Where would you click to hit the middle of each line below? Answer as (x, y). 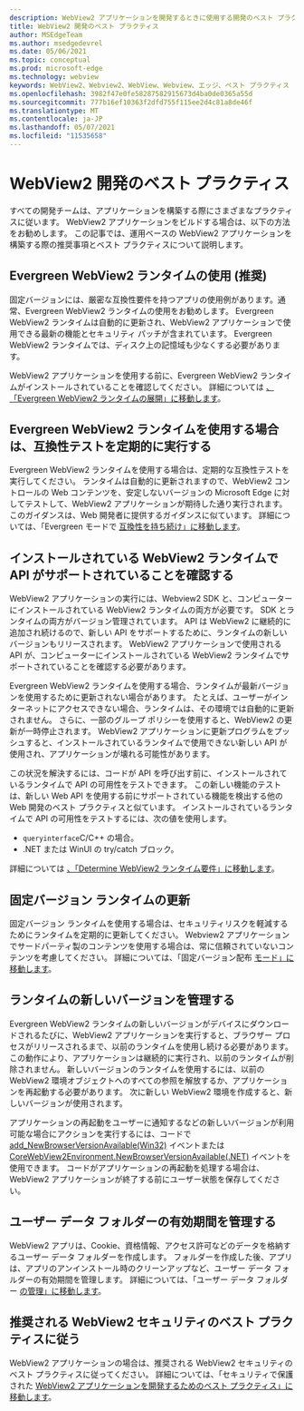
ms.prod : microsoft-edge (56, 69)
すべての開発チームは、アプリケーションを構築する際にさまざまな (132, 211)
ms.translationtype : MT (54, 111)
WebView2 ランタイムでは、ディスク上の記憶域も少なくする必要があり (141, 345)
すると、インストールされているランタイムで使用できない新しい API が (156, 743)
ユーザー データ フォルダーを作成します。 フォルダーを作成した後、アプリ (155, 1257)
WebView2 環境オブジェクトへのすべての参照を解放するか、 (121, 1080)
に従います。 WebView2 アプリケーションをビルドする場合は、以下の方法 (154, 221)
